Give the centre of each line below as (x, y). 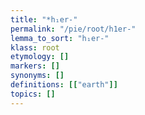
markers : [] (35, 66)
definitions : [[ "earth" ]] (64, 85)
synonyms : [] (37, 76)
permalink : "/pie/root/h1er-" (73, 29)
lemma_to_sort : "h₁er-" (60, 38)
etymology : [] (40, 57)
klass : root (35, 47)
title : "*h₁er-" (44, 19)
